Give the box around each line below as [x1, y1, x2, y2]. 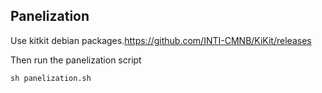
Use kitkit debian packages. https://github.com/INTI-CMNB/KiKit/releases [10, 34, 312, 46]
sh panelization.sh [10, 73, 92, 83]
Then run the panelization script [10, 54, 142, 66]
